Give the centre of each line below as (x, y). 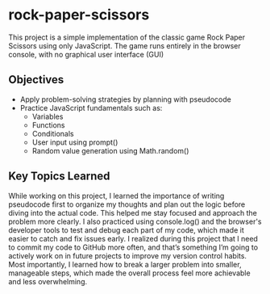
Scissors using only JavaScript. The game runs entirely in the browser (125, 45)
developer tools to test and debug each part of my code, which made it (126, 230)
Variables (48, 116)
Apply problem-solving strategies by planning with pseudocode (125, 99)
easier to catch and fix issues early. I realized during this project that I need (133, 238)
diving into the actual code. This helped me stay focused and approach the (133, 212)
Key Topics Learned (59, 176)
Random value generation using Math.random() (110, 150)
